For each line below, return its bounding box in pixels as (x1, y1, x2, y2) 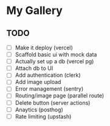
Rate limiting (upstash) (15, 113, 72, 120)
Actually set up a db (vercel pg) (15, 58, 94, 65)
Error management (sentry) (15, 85, 84, 93)
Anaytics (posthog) (15, 106, 64, 113)
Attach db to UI (15, 65, 53, 72)
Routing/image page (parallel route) (15, 92, 105, 99)
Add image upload (15, 79, 61, 86)
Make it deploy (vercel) (15, 44, 73, 51)
